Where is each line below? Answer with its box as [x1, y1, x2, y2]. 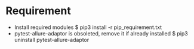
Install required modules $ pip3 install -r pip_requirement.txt [14, 24, 162, 31]
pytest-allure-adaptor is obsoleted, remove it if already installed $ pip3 [14, 30, 189, 37]
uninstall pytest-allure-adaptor [14, 36, 90, 43]
